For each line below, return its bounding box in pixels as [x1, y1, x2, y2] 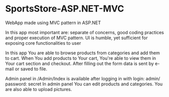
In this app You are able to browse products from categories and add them [5, 50, 160, 56]
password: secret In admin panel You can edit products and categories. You [5, 81, 163, 87]
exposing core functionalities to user [5, 40, 81, 46]
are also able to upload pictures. [5, 86, 72, 92]
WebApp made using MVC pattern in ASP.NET [5, 20, 101, 26]
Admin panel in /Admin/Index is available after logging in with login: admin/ [5, 75, 160, 81]
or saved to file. [15, 66, 47, 72]
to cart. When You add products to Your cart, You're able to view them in [5, 55, 156, 61]
